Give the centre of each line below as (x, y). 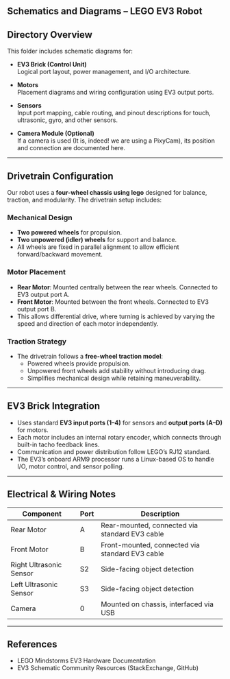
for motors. (33, 430)
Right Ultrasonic (36, 564)
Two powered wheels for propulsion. (69, 233)
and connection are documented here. (71, 148)
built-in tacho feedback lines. (58, 444)
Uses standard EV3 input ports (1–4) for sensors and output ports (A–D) (119, 422)
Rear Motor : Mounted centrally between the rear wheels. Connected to (117, 287)
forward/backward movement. (60, 254)
